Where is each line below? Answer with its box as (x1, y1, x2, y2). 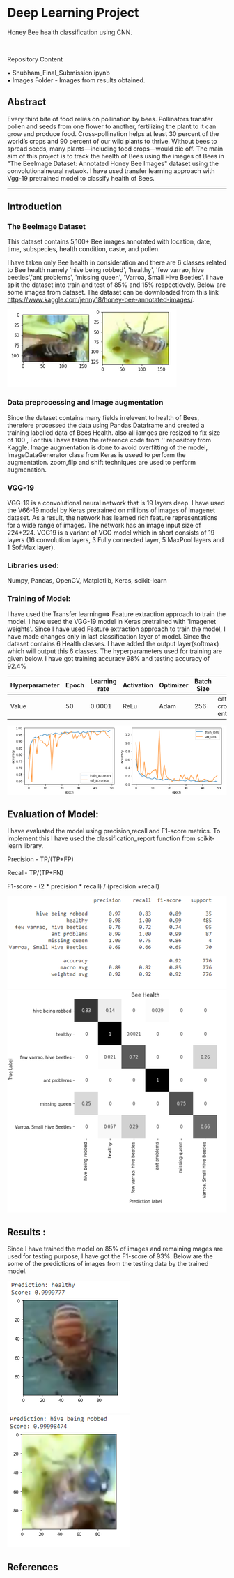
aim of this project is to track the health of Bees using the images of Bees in (7, 151, 224, 160)
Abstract (7, 96, 47, 108)
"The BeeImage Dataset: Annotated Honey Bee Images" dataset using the (7, 159, 219, 168)
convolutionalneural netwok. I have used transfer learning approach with (7, 166, 215, 175)
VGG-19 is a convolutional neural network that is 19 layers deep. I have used (7, 499, 225, 507)
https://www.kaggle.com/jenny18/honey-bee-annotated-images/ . (7, 295, 195, 304)
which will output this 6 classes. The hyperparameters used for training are (7, 647, 223, 655)
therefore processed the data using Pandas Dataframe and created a (7, 421, 205, 429)
